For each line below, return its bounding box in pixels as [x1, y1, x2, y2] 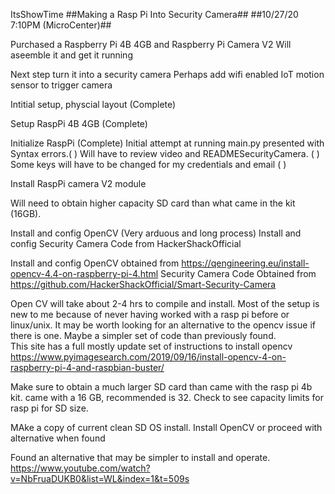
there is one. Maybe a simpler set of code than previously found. [10, 330, 277, 341]
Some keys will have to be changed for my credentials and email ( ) [10, 159, 287, 170]
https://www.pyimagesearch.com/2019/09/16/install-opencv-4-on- [10, 351, 287, 363]
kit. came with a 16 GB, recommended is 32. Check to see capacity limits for [10, 392, 324, 403]
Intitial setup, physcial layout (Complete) [10, 99, 177, 110]
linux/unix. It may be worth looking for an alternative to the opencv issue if [10, 319, 316, 331]
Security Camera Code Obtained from [160, 268, 317, 279]
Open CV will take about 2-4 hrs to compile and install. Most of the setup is [10, 298, 320, 309]
